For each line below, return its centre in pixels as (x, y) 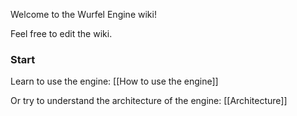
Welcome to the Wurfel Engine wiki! (83, 14)
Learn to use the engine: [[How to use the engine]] (114, 81)
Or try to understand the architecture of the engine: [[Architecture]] (149, 101)
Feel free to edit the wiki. (61, 33)
